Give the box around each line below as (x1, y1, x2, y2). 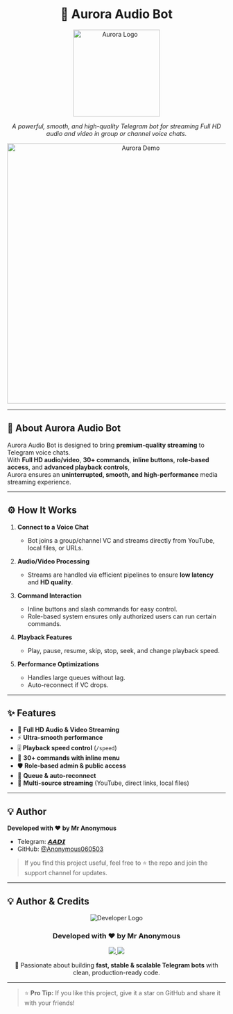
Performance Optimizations (17, 659, 99, 668)
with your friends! (24, 999, 75, 1007)
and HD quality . (27, 577, 74, 586)
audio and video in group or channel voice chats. (46, 129, 187, 137)
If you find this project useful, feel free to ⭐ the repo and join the (24, 859, 208, 867)
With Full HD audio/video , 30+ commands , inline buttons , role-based (7, 455, 209, 464)
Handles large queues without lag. (27, 673, 126, 682)
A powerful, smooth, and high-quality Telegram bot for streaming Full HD (12, 121, 221, 130)
